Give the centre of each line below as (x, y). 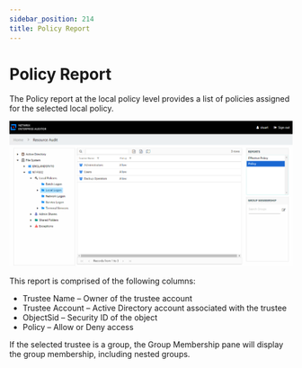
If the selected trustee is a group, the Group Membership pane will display (147, 345)
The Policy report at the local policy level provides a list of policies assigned (150, 99)
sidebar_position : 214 (52, 19)
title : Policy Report (50, 28)
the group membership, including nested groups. (100, 355)
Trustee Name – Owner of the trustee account (107, 299)
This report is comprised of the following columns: (102, 281)
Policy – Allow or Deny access (78, 328)
